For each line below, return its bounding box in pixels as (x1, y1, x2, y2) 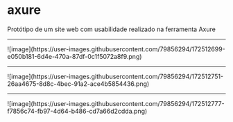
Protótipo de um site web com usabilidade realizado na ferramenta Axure (7, 25, 216, 33)
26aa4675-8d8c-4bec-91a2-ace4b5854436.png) (7, 79, 150, 88)
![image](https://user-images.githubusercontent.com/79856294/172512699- (7, 44, 225, 53)
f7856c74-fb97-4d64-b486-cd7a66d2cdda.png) (7, 107, 148, 115)
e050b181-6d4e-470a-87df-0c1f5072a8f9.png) (7, 52, 142, 60)
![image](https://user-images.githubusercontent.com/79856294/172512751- (7, 72, 224, 80)
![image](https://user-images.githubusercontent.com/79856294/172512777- (7, 99, 225, 107)
